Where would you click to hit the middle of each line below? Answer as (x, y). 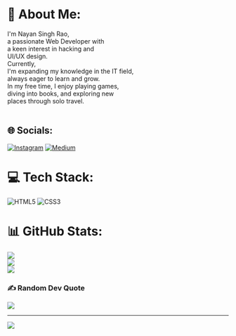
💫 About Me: (44, 14)
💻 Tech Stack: (51, 177)
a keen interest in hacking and (51, 49)
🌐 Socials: (30, 130)
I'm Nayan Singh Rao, (38, 34)
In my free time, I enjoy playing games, (63, 86)
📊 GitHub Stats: (55, 231)
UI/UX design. (27, 56)
